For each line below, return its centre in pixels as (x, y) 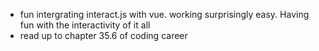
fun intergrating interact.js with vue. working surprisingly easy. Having (164, 14)
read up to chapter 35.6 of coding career (103, 35)
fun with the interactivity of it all (85, 25)
